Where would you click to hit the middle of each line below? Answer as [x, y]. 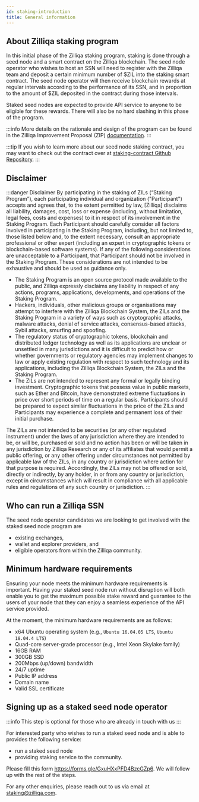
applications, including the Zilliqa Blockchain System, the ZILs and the [100, 368]
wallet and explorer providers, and [57, 544]
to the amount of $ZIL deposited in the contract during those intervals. [92, 93]
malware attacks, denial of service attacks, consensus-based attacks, [100, 324]
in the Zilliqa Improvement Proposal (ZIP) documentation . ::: [79, 135]
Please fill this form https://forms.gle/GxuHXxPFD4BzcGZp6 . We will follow [98, 768]
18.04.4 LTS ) [30, 638]
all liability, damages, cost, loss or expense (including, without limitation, [94, 211]
